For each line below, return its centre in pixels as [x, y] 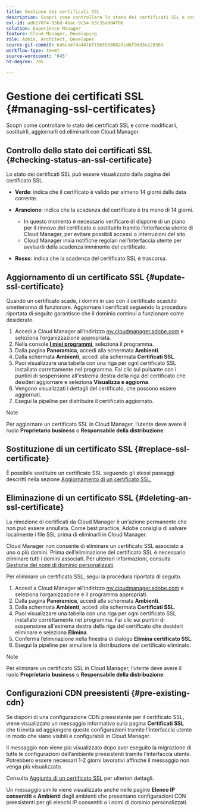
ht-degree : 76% [25, 61]
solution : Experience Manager [44, 28]
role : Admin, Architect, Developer [50, 39]
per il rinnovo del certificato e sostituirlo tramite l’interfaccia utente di [108, 228]
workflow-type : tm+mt [33, 51]
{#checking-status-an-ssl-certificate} [79, 159]
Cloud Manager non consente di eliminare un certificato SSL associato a [95, 546]
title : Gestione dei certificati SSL [53, 12]
